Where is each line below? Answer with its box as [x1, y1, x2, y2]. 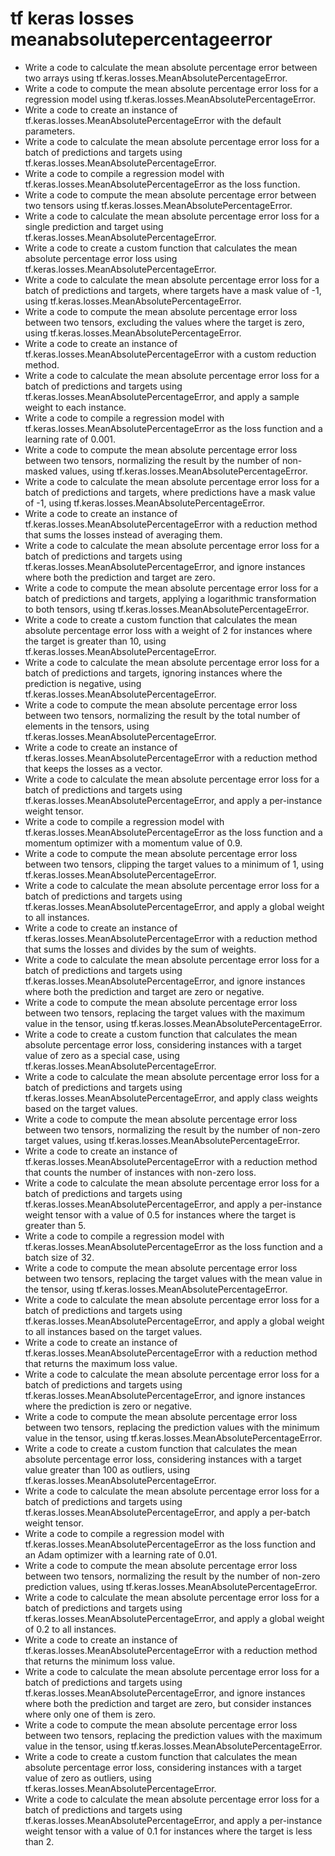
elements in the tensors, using [24, 720, 150, 732]
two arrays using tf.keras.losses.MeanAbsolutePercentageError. [24, 72, 288, 84]
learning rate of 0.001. [24, 433, 117, 445]
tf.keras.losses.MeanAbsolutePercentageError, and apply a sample [24, 390, 300, 402]
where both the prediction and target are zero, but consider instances [24, 1697, 312, 1709]
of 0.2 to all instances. [24, 1623, 117, 1635]
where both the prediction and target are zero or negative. [24, 985, 265, 997]
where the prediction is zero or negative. [24, 1400, 193, 1412]
